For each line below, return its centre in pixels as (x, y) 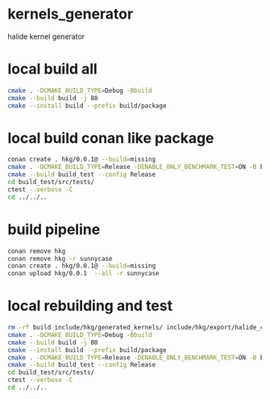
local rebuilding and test (90, 306)
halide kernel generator (46, 36)
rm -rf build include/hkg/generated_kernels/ (85, 328)
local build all (52, 69)
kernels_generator (71, 14)
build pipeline (54, 229)
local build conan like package (111, 138)
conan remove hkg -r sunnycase (60, 258)
